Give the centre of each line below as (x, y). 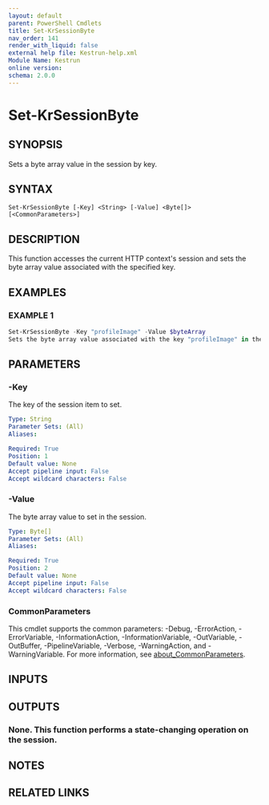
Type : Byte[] (30, 531)
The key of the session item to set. (65, 405)
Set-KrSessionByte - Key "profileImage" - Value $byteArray (107, 331)
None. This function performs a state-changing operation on (128, 730)
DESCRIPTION (44, 239)
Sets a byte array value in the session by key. (83, 164)
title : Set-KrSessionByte (51, 30)
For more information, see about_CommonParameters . (156, 654)
